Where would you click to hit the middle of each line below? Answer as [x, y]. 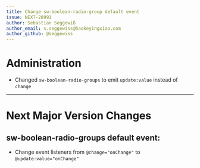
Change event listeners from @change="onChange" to [77, 152]
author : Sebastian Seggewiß [41, 23]
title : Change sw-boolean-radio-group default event [73, 12]
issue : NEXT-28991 [29, 17]
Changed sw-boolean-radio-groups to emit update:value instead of [96, 80]
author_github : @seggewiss [40, 34]
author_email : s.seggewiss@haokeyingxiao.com [63, 28]
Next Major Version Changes [79, 116]
